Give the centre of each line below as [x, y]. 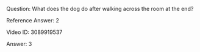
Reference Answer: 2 [33, 20]
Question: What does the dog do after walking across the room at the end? [100, 9]
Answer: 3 [19, 44]
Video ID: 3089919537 [34, 32]
